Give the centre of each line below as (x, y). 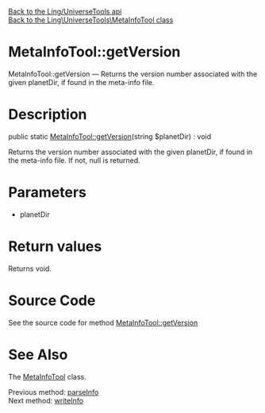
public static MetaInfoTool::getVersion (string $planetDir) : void (110, 136)
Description (48, 115)
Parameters (48, 193)
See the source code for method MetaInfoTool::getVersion (103, 322)
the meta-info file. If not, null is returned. (74, 160)
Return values (55, 246)
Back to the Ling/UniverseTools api (65, 12)
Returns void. (30, 268)
